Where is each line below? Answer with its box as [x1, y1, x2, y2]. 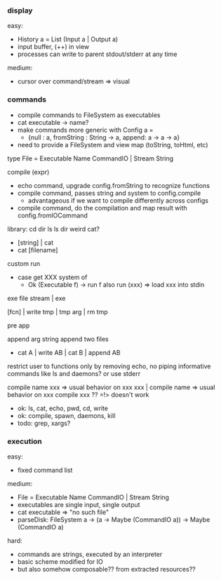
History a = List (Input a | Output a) [17, 35, 119, 43]
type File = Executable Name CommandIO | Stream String [7, 154, 174, 163]
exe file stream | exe [7, 294, 66, 302]
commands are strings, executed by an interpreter [17, 550, 163, 558]
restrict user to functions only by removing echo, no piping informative [7, 362, 211, 370]
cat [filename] [17, 245, 58, 254]
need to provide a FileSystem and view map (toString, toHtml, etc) [17, 140, 208, 149]
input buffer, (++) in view [17, 43, 90, 51]
